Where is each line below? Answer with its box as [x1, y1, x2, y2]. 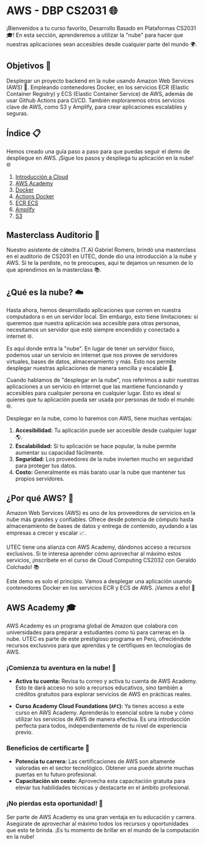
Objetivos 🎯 [6, 61, 51, 71]
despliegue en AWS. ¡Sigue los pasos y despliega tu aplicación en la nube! [6, 154, 194, 162]
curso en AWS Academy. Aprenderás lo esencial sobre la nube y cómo [15, 709, 194, 717]
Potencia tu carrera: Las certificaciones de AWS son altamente [15, 758, 176, 765]
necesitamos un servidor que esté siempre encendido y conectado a [6, 326, 180, 334]
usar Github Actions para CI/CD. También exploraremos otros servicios [6, 96, 185, 104]
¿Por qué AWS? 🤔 [6, 493, 74, 503]
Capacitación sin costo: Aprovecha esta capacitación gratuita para [15, 777, 185, 785]
